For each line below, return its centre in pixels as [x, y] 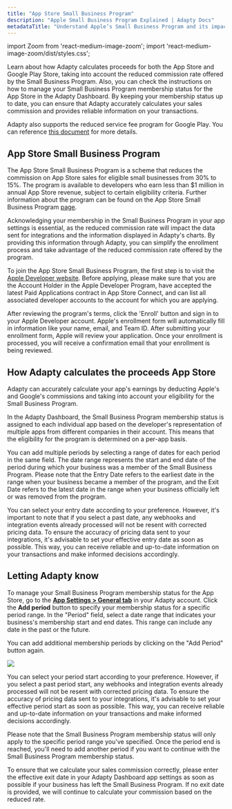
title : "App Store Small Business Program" [71, 14]
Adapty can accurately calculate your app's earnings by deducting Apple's [113, 389]
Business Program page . [42, 207]
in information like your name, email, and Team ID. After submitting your [109, 328]
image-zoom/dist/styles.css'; [49, 53]
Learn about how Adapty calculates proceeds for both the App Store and [111, 67]
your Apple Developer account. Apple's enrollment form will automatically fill [116, 321]
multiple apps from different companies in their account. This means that [111, 432]
